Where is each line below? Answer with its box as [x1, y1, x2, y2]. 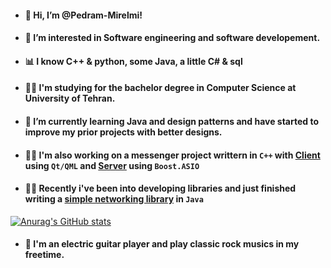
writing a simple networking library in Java [24, 193, 204, 205]
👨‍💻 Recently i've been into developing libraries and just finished [24, 182, 297, 195]
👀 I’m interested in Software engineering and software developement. [24, 32, 321, 44]
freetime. [24, 249, 65, 261]
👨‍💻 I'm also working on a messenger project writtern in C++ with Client [24, 149, 321, 161]
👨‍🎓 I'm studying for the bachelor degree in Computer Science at [24, 82, 297, 94]
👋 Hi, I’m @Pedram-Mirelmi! [24, 9, 143, 21]
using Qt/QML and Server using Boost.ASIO [24, 159, 200, 171]
